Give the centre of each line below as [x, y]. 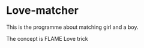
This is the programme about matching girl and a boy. [72, 27]
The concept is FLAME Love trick [47, 38]
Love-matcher [43, 10]
